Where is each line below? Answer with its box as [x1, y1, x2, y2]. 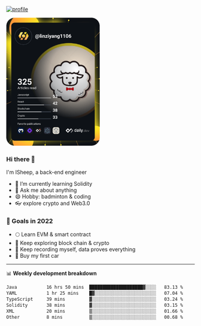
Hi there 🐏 [6, 155, 36, 163]
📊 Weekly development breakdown [6, 270, 97, 277]
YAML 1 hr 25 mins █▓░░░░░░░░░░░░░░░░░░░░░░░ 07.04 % [6, 291, 184, 297]
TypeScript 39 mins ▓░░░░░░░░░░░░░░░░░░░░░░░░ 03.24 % [6, 297, 184, 303]
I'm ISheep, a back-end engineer [6, 168, 87, 176]
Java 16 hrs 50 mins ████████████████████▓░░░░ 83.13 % [6, 285, 184, 291]
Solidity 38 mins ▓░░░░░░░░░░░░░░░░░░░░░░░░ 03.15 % [6, 303, 184, 309]
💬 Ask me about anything [14, 186, 77, 194]
